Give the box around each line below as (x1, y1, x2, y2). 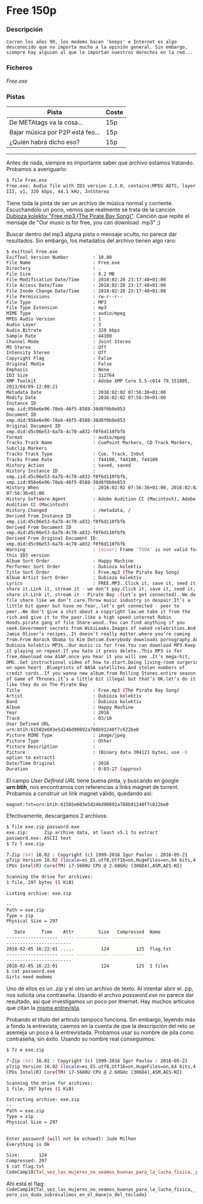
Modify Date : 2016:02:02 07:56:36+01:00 (6, 394, 166, 401)
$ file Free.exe (6, 177, 47, 183)
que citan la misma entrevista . (6, 1004, 81, 1012)
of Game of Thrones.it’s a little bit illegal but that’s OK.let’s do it (6, 676, 196, 682)
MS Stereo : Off (6, 344, 107, 350)
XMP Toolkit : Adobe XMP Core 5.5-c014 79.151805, (6, 378, 190, 384)
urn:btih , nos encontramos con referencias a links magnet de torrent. (6, 784, 179, 791)
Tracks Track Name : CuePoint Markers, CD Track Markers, (6, 440, 193, 446)
